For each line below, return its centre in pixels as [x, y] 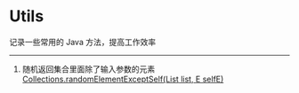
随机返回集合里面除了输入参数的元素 [89, 69]
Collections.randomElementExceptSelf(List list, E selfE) [123, 79]
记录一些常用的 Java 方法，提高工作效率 [83, 42]
